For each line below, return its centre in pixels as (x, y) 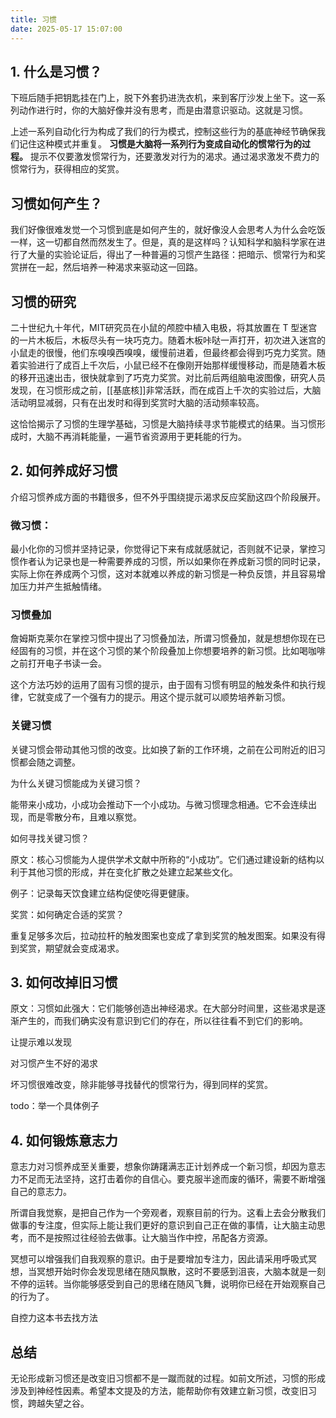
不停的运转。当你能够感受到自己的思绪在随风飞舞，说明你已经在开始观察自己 (168, 1284)
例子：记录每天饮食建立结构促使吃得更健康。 (102, 893)
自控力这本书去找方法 (54, 1318)
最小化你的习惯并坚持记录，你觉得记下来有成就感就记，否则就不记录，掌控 (163, 549)
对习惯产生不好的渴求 (54, 1063)
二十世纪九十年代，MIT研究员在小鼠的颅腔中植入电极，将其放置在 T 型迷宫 (164, 327)
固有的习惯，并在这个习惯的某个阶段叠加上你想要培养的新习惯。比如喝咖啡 (172, 651)
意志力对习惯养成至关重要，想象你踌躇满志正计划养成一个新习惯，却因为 (159, 1167)
